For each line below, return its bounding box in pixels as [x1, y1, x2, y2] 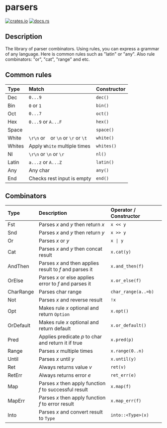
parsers [5, 1, 38, 13]
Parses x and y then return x [39, 221, 105, 228]
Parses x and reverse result [39, 296, 103, 303]
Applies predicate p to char [39, 333, 102, 340]
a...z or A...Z [28, 158, 62, 165]
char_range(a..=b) [110, 289, 154, 295]
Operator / [110, 206, 136, 213]
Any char [28, 166, 50, 173]
